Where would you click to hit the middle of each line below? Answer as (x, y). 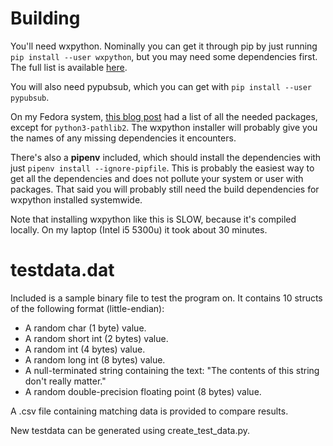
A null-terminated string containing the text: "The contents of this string (172, 370)
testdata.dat (62, 270)
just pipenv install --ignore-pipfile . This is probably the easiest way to (162, 168)
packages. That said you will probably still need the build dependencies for (165, 189)
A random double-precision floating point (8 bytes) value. (143, 391)
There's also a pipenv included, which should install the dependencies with (166, 157)
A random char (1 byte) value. (85, 328)
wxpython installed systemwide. (76, 199)
